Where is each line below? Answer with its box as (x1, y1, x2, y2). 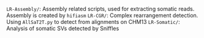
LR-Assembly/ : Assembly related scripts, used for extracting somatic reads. (6, 6, 195, 12)
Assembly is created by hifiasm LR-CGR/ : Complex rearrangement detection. (6, 12, 198, 19)
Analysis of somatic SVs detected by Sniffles (6, 25, 119, 32)
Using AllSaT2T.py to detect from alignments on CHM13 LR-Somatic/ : (6, 18, 181, 25)
